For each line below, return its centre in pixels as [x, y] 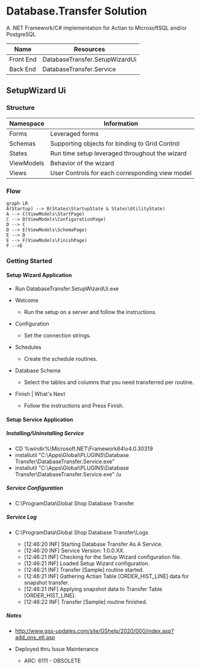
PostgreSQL [21, 34]
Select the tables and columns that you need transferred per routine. [109, 382]
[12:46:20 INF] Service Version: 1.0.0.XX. [74, 550]
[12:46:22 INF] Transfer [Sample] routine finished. [85, 601]
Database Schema [38, 371]
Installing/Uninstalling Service [45, 434]
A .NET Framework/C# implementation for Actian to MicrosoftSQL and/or [97, 28]
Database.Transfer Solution [77, 11]
